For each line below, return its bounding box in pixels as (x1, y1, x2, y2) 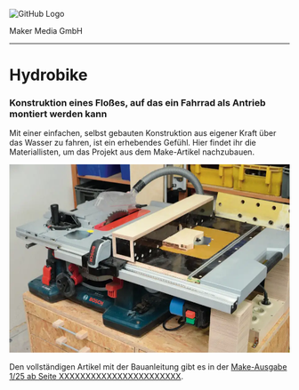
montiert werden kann (9, 107, 108, 120)
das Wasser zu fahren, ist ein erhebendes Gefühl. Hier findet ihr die (9, 138, 256, 148)
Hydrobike (9, 65, 88, 85)
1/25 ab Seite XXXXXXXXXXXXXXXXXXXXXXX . (9, 370, 184, 381)
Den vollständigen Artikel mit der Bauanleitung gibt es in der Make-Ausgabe (9, 361, 287, 372)
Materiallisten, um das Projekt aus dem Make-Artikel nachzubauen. (9, 147, 255, 157)
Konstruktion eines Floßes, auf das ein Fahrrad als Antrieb (9, 97, 266, 109)
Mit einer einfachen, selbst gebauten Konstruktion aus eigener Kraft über (9, 128, 277, 139)
